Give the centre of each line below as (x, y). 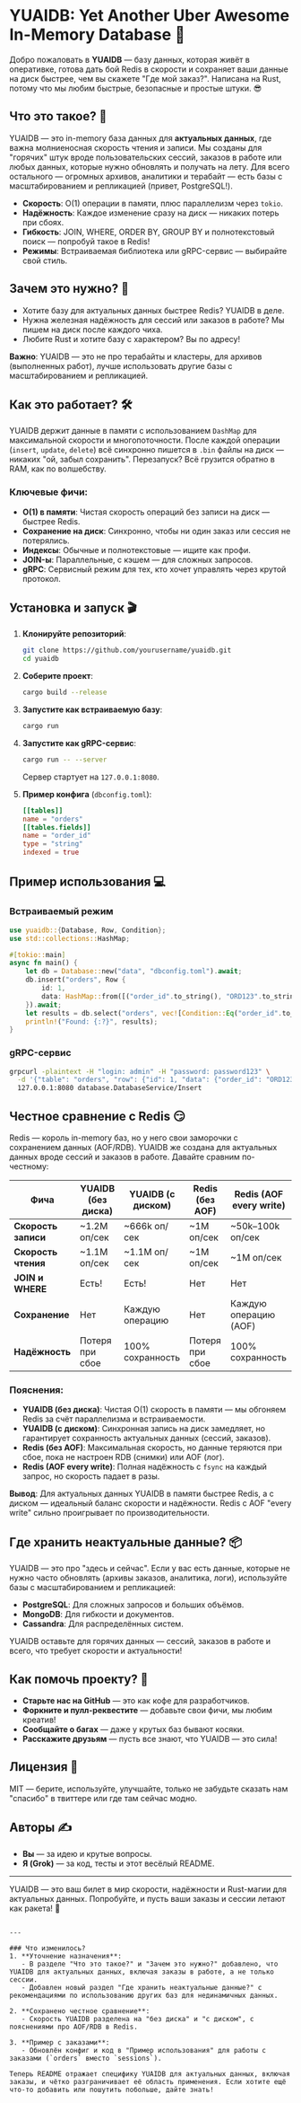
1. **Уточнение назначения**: (66, 1956)
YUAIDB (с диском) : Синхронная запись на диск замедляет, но (144, 1429)
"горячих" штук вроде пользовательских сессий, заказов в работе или (146, 157)
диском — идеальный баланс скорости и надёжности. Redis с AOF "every (150, 1503)
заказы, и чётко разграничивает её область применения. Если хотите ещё (148, 2081)
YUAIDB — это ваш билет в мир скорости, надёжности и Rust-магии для (148, 1889)
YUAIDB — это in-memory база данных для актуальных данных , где (141, 138)
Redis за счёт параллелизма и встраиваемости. (114, 1419)
